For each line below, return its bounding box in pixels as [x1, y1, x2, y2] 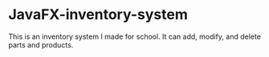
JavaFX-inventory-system [8, 6, 189, 24]
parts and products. [8, 40, 74, 49]
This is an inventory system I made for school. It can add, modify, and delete [8, 32, 261, 41]
